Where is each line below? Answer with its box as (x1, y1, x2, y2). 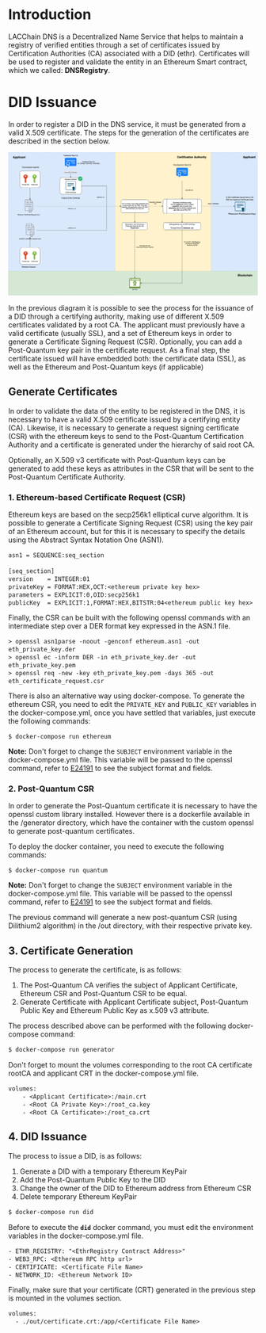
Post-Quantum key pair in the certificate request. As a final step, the (8, 345, 230, 354)
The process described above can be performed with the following (8, 1021, 226, 1030)
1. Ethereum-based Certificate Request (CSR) (8, 491, 186, 502)
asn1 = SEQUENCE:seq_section (8, 551, 104, 560)
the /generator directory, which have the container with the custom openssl (8, 818, 255, 827)
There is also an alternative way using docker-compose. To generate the (8, 691, 245, 701)
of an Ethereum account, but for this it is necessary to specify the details (8, 526, 245, 536)
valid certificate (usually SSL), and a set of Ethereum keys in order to (8, 328, 232, 338)
